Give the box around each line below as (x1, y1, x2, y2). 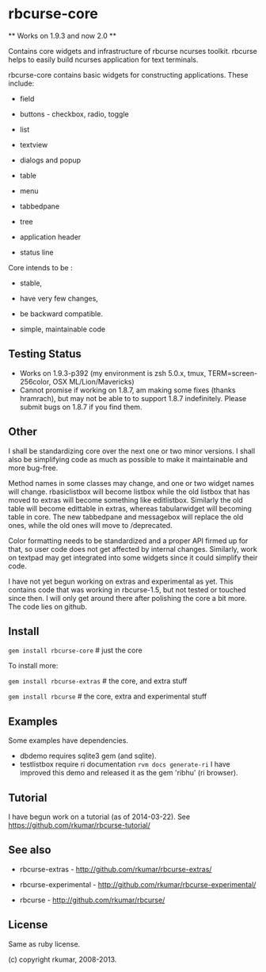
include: (8, 78, 35, 88)
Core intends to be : (8, 262, 73, 272)
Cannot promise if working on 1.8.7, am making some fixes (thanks (19, 385, 236, 395)
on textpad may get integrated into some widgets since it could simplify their (8, 553, 258, 562)
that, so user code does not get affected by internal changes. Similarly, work (8, 544, 257, 553)
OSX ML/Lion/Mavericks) (52, 377, 135, 386)
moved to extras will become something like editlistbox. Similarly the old (8, 495, 243, 504)
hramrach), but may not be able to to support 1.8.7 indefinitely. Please (19, 393, 247, 403)
